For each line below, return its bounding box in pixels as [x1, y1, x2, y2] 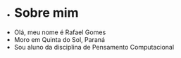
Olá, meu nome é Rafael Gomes [13, 28, 106, 36]
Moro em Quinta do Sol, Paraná [13, 35, 106, 43]
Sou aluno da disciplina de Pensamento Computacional [13, 43, 175, 51]
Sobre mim [13, 5, 79, 21]
